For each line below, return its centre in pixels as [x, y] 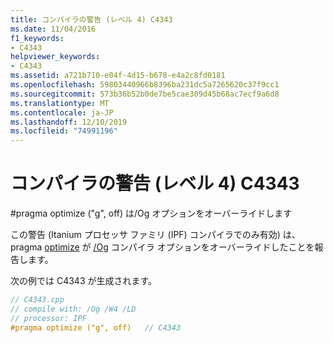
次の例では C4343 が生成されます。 [84, 281]
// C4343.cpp [37, 300]
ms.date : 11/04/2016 [53, 29]
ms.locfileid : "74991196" [64, 131]
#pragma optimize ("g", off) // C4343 [96, 327]
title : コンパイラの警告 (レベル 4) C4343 [91, 19]
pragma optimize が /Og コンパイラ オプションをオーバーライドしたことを [162, 247]
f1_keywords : [37, 38]
